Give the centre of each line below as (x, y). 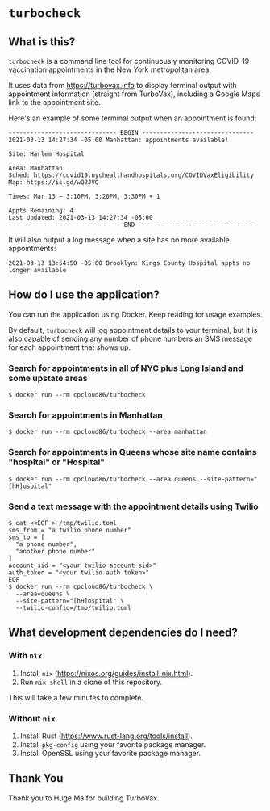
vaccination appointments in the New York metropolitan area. (110, 69)
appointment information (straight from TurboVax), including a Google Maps (134, 94)
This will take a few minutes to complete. (76, 697)
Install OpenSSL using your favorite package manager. (110, 753)
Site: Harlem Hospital (46, 154)
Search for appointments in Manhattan (85, 415)
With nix (25, 656)
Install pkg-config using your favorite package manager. (113, 744)
